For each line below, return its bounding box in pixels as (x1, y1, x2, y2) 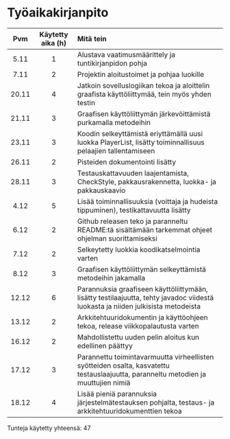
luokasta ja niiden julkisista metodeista (77, 301, 201, 311)
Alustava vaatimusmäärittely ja (77, 49, 176, 59)
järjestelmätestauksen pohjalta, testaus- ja (77, 397, 215, 407)
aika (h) (40, 38, 67, 47)
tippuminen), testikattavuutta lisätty (77, 205, 191, 214)
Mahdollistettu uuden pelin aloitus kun (77, 332, 200, 341)
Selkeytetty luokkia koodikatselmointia (77, 245, 201, 254)
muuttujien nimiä (77, 378, 131, 387)
